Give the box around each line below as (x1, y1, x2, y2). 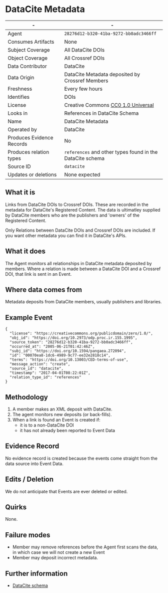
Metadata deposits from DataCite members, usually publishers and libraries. (5, 299, 162, 305)
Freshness (7, 85, 32, 92)
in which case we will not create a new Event (12, 549, 105, 555)
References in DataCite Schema (64, 109, 139, 116)
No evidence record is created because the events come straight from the (5, 455, 157, 461)
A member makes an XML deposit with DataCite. (12, 406, 112, 412)
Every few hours (64, 85, 102, 92)
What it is (5, 188, 35, 196)
